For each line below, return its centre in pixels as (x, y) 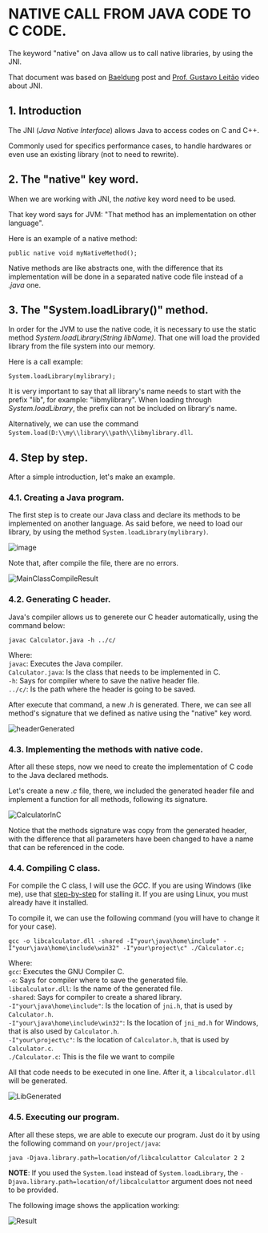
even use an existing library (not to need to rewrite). (94, 154)
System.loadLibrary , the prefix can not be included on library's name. (123, 409)
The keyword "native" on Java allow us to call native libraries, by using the (131, 53)
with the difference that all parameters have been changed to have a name (131, 839)
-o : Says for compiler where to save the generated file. (98, 980)
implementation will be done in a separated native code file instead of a (126, 276)
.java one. (25, 284)
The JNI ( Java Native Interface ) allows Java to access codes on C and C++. (134, 130)
